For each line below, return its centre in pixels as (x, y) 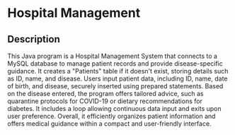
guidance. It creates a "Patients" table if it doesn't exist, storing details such (118, 71)
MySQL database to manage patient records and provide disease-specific (115, 64)
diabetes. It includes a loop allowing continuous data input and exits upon (114, 108)
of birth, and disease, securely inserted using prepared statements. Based (115, 86)
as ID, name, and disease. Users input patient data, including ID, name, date (117, 78)
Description (34, 39)
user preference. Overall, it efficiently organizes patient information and (111, 116)
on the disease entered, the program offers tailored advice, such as (105, 94)
